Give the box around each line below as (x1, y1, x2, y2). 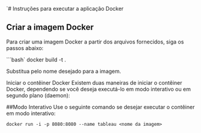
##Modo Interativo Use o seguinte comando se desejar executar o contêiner (6, 103, 195, 110)
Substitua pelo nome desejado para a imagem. (6, 67, 121, 75)
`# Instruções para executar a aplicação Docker (6, 5, 124, 12)
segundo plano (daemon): (6, 92, 70, 99)
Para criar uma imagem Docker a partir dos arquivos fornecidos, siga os (6, 38, 184, 45)
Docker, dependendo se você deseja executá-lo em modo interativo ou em (6, 85, 191, 92)
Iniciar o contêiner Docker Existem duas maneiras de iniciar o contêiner (6, 79, 182, 86)
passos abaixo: (6, 44, 44, 51)
